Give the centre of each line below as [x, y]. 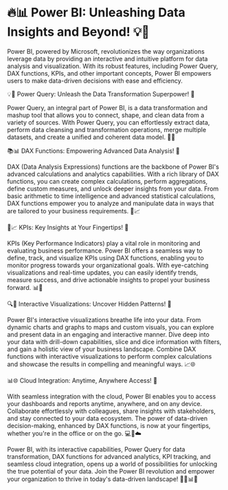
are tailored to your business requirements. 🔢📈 [74, 211]
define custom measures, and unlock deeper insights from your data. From [113, 189]
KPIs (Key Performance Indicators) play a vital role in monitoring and [104, 243]
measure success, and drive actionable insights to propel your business [109, 279]
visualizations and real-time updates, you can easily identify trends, [103, 273]
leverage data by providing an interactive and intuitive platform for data [107, 58]
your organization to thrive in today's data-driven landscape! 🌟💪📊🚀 [102, 479]
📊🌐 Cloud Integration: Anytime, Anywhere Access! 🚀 [82, 380]
